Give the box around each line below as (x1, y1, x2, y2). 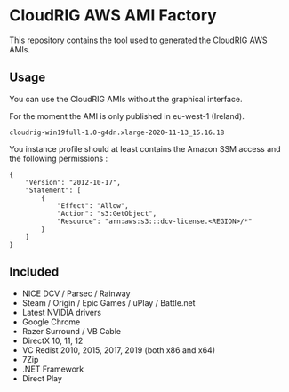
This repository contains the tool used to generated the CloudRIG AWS (9, 35, 268, 45)
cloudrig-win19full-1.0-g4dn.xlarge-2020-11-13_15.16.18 (9, 128, 225, 137)
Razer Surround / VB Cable (21, 325, 122, 336)
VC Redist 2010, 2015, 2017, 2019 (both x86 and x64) (21, 344, 216, 356)
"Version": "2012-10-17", (25, 178, 122, 187)
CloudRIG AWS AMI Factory (9, 5, 218, 26)
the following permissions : (9, 153, 108, 164)
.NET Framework (21, 364, 84, 374)
